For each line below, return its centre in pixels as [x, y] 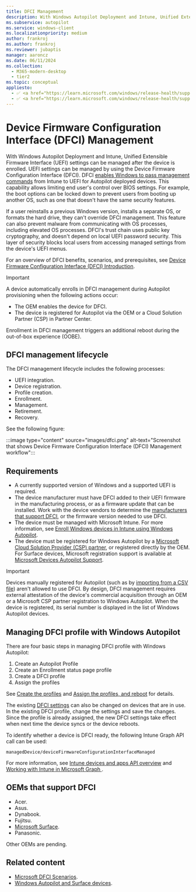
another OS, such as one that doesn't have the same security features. [91, 200]
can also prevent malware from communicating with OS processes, [87, 224]
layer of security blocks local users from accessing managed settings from [96, 242]
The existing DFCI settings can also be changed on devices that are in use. [96, 705]
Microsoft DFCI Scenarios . [46, 877]
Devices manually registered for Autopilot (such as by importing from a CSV [97, 583]
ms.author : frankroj [31, 45]
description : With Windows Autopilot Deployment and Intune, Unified [92, 17]
